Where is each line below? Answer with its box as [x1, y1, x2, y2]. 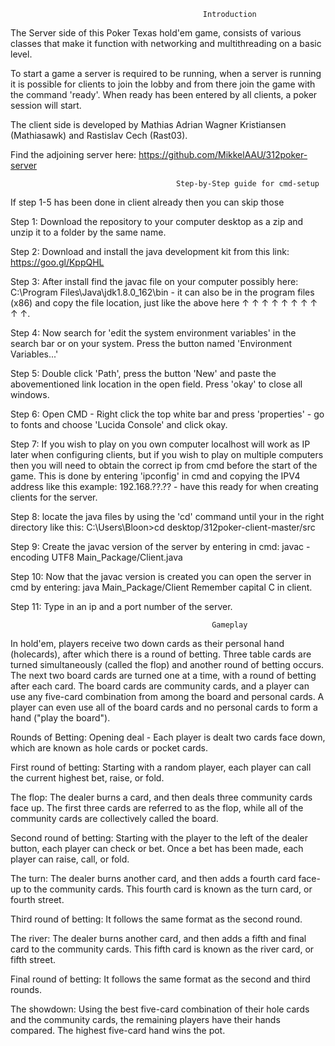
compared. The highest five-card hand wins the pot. [10, 1025, 226, 1036]
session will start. [10, 100, 82, 111]
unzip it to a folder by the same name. [10, 226, 167, 238]
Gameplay [211, 620, 248, 630]
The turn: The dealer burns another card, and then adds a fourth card [10, 873, 297, 884]
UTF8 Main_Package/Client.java [51, 551, 183, 563]
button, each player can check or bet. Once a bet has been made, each [10, 843, 304, 854]
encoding [10, 551, 50, 563]
